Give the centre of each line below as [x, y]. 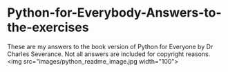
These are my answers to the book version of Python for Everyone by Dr [110, 46]
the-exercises [48, 27]
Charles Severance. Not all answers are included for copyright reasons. [109, 54]
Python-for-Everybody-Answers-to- [115, 13]
